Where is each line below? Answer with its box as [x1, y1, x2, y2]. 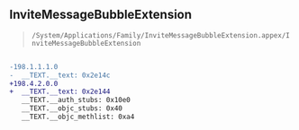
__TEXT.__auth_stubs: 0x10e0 [21, 96, 131, 105]
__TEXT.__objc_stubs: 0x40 [21, 104, 123, 113]
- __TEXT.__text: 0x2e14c [9, 71, 111, 80]
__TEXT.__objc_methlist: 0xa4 [21, 112, 135, 122]
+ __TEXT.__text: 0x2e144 [9, 87, 111, 97]
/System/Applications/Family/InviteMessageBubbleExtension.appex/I [31, 30, 290, 39]
